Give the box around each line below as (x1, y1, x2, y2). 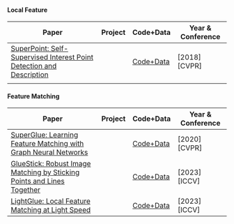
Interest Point (49, 52, 94, 62)
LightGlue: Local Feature (10, 196, 91, 206)
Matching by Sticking (10, 167, 80, 177)
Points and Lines (10, 177, 65, 186)
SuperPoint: (10, 44, 49, 54)
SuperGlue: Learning (10, 130, 79, 140)
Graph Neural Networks (10, 147, 88, 157)
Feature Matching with (10, 139, 84, 149)
